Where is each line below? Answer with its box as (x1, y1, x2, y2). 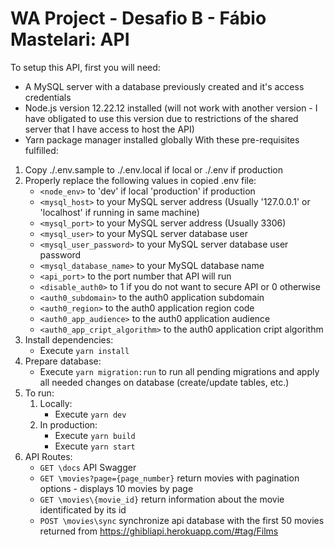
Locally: (39, 397, 73, 409)
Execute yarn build (54, 429, 136, 441)
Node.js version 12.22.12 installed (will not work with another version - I (24, 102, 318, 114)
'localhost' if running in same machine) (39, 206, 200, 218)
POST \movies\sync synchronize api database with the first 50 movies (39, 514, 325, 526)
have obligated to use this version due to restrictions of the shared (24, 112, 299, 124)
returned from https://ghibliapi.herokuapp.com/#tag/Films (39, 525, 279, 537)
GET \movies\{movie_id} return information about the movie (39, 493, 285, 505)
